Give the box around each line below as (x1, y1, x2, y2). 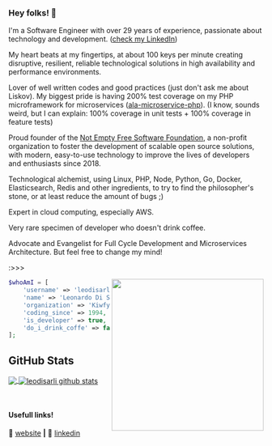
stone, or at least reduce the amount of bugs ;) (8, 192, 164, 202)
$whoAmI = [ (8, 278, 49, 287)
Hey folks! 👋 (8, 7, 57, 19)
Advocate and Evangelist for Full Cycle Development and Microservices (8, 239, 248, 248)
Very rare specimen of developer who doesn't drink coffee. (8, 223, 206, 233)
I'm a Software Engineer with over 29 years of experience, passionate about (8, 26, 262, 36)
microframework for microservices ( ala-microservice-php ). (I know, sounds (8, 100, 261, 110)
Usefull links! (8, 410, 54, 420)
